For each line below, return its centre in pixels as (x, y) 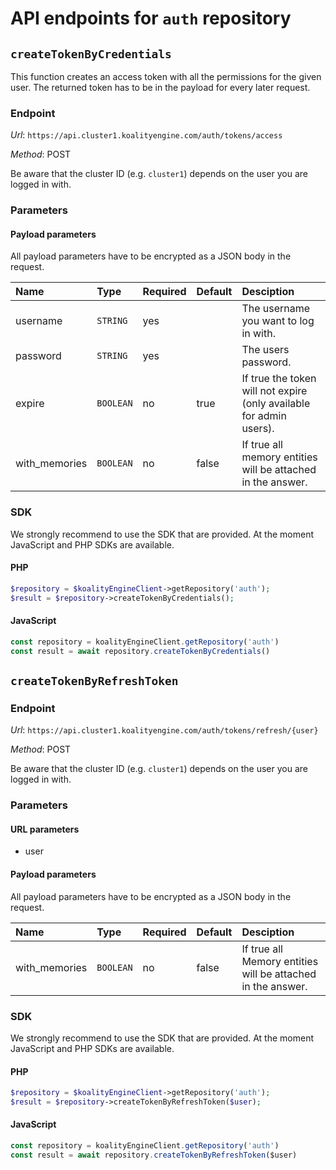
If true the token (279, 379)
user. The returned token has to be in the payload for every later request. (160, 87)
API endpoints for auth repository (151, 18)
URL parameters (45, 829)
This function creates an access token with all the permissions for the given (166, 76)
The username (276, 309)
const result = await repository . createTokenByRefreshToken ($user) (154, 1155)
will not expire (274, 391)
